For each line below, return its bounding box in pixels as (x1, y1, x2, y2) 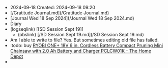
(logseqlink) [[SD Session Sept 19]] (10, 26, 84, 32)
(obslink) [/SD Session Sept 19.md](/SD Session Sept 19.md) (17, 32, 144, 37)
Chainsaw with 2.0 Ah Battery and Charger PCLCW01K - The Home (10, 48, 152, 54)
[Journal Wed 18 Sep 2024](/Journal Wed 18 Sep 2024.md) (10, 15, 134, 21)
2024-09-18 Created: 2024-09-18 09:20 (10, 5, 96, 10)
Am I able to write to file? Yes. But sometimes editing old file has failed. (10, 37, 159, 43)
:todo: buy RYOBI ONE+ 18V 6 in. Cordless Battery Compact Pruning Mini (10, 42, 163, 48)
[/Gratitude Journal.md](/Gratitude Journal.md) (10, 10, 109, 16)
